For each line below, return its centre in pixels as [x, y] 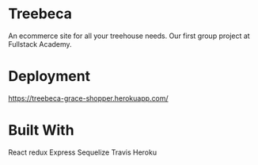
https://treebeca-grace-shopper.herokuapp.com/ [88, 98]
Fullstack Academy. [40, 44]
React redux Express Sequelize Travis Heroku [82, 152]
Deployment [49, 77]
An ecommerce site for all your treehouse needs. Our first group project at [129, 36]
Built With [41, 130]
